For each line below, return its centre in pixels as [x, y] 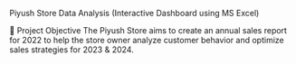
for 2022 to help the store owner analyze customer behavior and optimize [147, 40]
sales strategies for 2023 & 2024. [72, 50]
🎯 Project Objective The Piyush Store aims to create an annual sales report [148, 30]
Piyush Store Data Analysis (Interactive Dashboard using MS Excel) [134, 13]
